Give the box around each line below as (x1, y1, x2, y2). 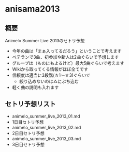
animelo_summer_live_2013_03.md (12, 135, 81, 141)
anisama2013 (5, 3, 60, 15)
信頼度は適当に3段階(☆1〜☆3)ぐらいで (12, 72, 90, 78)
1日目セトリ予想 (12, 119, 44, 125)
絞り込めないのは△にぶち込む (19, 79, 79, 84)
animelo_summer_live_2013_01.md (12, 113, 81, 119)
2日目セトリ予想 (12, 130, 45, 136)
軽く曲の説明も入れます (12, 84, 59, 90)
